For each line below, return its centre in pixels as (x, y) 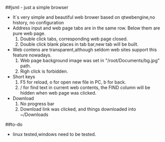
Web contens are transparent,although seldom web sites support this (85, 50)
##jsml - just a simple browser (37, 7)
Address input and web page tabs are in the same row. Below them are (86, 28)
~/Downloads (34, 115)
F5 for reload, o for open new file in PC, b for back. (73, 82)
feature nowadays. (32, 55)
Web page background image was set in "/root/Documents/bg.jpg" (90, 60)
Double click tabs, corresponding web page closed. (74, 39)
